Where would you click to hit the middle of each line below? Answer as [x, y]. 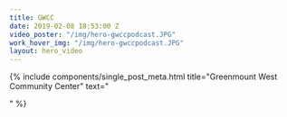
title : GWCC [32, 18]
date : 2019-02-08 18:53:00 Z [64, 26]
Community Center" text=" [59, 86]
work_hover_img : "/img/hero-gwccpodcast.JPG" [96, 43]
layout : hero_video [46, 51]
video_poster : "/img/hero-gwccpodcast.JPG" [93, 34]
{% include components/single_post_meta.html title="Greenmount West [143, 76]
